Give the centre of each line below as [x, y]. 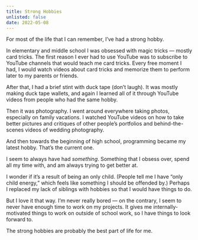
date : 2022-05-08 [27, 22]
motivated [18, 213]
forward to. [20, 219]
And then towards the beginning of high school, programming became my [96, 142]
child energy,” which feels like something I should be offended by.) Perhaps [98, 183]
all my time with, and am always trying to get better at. [72, 165]
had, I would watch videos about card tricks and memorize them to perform [98, 70]
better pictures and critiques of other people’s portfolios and [79, 124]
